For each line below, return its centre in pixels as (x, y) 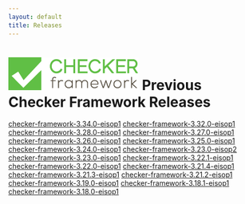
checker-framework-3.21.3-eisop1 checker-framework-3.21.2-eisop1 (121, 175)
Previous (172, 85)
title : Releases (35, 25)
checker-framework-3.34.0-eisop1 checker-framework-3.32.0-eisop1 (122, 124)
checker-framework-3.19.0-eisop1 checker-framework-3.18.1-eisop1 (119, 183)
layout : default (35, 17)
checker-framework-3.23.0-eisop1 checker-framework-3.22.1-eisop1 (121, 158)
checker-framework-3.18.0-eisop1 (64, 192)
